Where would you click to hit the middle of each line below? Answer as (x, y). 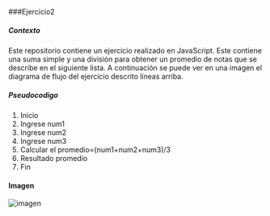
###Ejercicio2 (32, 12)
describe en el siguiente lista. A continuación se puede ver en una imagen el (135, 67)
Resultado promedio (54, 158)
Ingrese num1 (42, 124)
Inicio (29, 115)
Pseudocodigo (34, 95)
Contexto (24, 30)
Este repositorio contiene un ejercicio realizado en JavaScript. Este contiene (135, 50)
